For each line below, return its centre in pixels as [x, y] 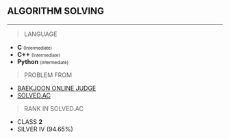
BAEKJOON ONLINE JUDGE [56, 88]
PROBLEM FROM [48, 75]
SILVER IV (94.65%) [45, 129]
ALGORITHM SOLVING [56, 11]
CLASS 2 [30, 121]
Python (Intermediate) [43, 61]
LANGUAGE [40, 34]
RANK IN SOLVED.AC [54, 108]
